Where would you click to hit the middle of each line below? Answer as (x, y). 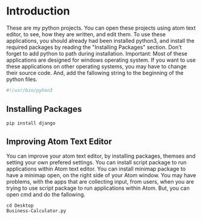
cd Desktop (20, 206)
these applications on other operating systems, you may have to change (96, 66)
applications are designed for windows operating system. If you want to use (101, 60)
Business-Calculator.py (36, 211)
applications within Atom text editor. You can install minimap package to (96, 169)
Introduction (38, 11)
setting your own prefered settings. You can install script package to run (96, 163)
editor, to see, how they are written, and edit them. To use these (86, 34)
